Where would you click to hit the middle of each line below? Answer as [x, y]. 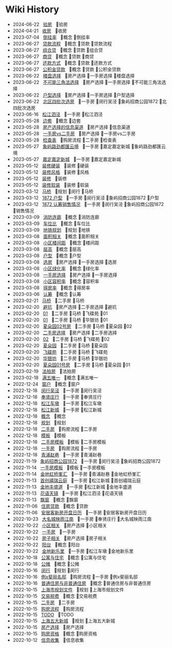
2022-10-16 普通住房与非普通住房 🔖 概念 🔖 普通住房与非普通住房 [82, 583]
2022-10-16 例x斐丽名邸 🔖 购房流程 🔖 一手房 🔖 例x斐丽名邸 [75, 577]
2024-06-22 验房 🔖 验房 [40, 24]
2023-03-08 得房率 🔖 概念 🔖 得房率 [52, 288]
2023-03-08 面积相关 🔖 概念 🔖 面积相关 [56, 236]
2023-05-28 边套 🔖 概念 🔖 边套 [47, 121]
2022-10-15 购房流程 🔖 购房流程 [48, 609]
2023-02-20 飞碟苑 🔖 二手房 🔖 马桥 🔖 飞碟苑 [60, 352]
